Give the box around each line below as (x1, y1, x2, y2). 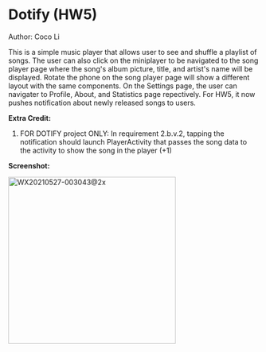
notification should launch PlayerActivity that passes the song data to (19, 137, 248, 146)
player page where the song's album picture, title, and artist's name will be (8, 64, 253, 73)
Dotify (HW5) (8, 6, 98, 24)
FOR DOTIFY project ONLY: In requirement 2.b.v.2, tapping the (19, 129, 225, 138)
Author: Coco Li (8, 32, 60, 41)
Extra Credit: (8, 113, 52, 122)
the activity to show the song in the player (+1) (19, 145, 173, 155)
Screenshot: (8, 161, 50, 170)
